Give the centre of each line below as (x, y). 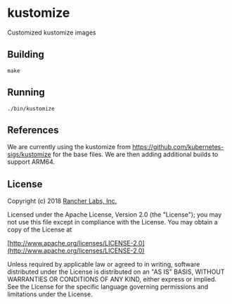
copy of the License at (40, 229)
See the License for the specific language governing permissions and (108, 287)
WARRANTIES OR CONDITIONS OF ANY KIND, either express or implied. (112, 279)
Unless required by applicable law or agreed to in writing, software (104, 265)
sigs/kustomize (29, 154)
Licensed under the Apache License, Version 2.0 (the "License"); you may (115, 215)
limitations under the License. (50, 294)
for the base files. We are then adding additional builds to (135, 154)
